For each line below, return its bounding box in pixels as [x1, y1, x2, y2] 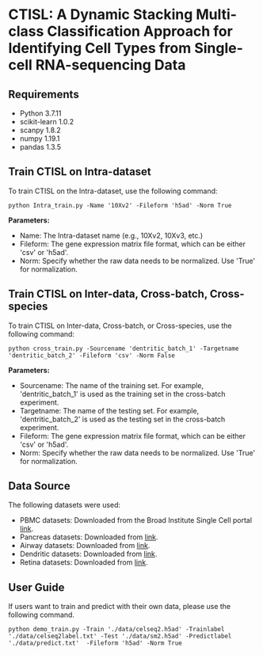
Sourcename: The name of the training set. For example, [19, 380, 204, 390]
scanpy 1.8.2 [19, 125, 61, 135]
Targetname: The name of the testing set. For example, [19, 406, 200, 415]
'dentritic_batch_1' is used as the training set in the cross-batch [19, 389, 226, 398]
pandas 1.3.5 [19, 143, 62, 151]
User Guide [8, 581, 65, 594]
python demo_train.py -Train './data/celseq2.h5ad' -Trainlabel [8, 626, 225, 634]
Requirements [8, 87, 79, 101]
